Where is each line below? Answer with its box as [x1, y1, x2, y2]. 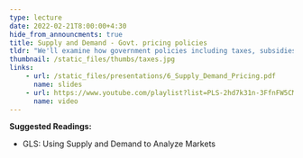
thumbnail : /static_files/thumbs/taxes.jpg [9, 55, 176, 64]
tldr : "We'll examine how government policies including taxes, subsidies [9, 47, 297, 56]
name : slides [32, 80, 83, 89]
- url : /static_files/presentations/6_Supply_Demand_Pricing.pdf [25, 72, 277, 81]
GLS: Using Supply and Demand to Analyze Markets [22, 138, 216, 149]
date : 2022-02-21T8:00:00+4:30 [9, 22, 127, 31]
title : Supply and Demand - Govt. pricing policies [9, 38, 207, 48]
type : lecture [9, 13, 63, 22]
